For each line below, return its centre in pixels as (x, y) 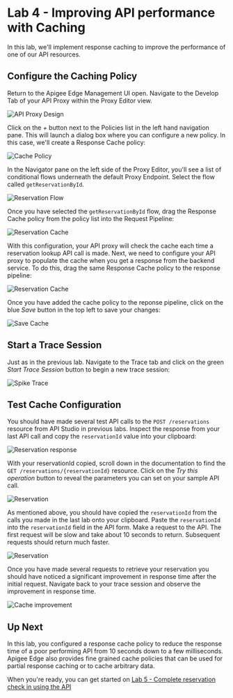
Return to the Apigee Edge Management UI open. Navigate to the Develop (113, 93)
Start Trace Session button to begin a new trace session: (89, 369)
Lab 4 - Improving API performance (111, 13)
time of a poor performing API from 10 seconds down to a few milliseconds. (115, 651)
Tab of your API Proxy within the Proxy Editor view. (80, 100)
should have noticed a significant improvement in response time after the (112, 577)
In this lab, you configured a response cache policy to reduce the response (115, 644)
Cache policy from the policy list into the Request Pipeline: (91, 218)
